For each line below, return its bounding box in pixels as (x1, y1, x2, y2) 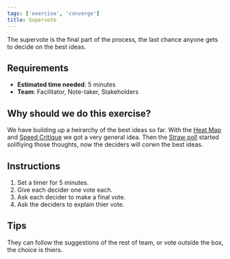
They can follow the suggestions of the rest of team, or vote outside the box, (7, 238, 224, 247)
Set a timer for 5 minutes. (16, 178, 89, 186)
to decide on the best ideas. (7, 42, 87, 51)
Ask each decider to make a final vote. (16, 193, 126, 201)
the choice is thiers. (7, 245, 63, 254)
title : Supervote (7, 16, 57, 23)
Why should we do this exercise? (7, 108, 151, 119)
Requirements (7, 62, 69, 74)
